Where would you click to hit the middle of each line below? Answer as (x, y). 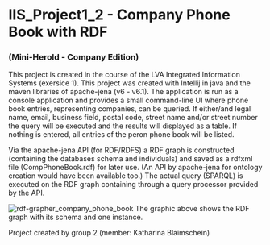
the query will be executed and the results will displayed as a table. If (123, 126)
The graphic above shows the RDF (192, 209)
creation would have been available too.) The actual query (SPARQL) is (126, 176)
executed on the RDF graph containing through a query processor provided (133, 185)
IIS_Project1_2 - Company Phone (120, 15)
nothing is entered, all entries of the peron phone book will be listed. (122, 135)
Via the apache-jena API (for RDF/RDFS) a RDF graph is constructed (122, 150)
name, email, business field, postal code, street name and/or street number (133, 118)
